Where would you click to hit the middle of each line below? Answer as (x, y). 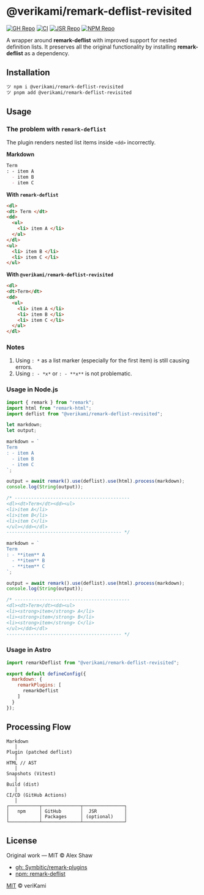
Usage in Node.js (32, 389)
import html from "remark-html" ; (49, 408)
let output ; (21, 431)
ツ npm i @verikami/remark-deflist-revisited (65, 87)
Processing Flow (39, 727)
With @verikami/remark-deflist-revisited (60, 275)
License (22, 841)
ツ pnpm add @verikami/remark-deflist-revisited (69, 92)
